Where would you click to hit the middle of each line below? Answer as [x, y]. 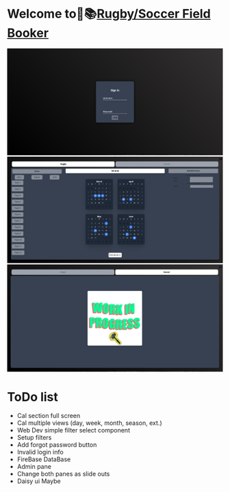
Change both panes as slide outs [63, 474]
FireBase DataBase [44, 459]
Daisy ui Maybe [39, 481]
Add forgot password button [57, 445]
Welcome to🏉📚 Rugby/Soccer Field [109, 14]
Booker [28, 33]
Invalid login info [40, 452]
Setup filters [34, 438]
